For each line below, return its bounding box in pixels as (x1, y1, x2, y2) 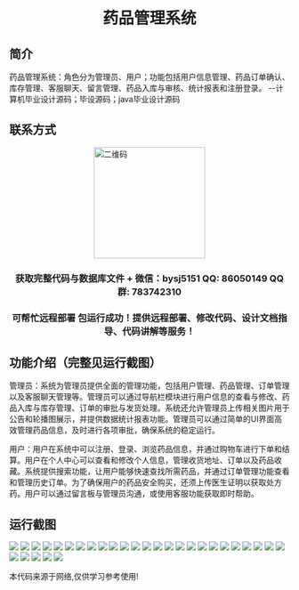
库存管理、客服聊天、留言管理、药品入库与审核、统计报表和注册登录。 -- (9, 83, 276, 93)
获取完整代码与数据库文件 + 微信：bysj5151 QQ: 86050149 (14, 272, 268, 285)
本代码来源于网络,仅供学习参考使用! (9, 571, 140, 582)
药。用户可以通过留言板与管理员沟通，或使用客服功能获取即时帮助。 (9, 489, 259, 499)
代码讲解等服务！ (121, 325, 196, 337)
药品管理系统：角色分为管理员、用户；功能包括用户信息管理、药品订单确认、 (9, 72, 290, 82)
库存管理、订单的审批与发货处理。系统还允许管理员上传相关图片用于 (39, 402, 290, 414)
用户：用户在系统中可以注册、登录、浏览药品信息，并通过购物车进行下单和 (9, 444, 282, 455)
